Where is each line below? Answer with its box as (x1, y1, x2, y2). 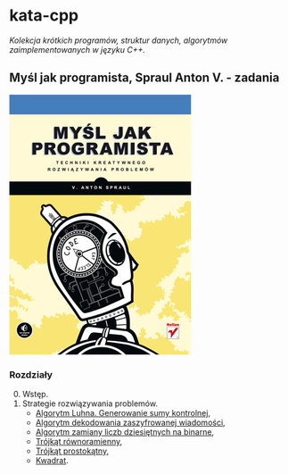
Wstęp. (21, 389, 49, 400)
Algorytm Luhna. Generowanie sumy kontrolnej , (35, 408, 211, 419)
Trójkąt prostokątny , (35, 445, 110, 456)
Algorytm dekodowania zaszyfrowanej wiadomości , (35, 417, 226, 428)
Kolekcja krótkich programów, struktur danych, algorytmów (9, 35, 228, 46)
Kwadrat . (35, 455, 69, 466)
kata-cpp (9, 5, 79, 26)
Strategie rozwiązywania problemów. (21, 398, 159, 409)
